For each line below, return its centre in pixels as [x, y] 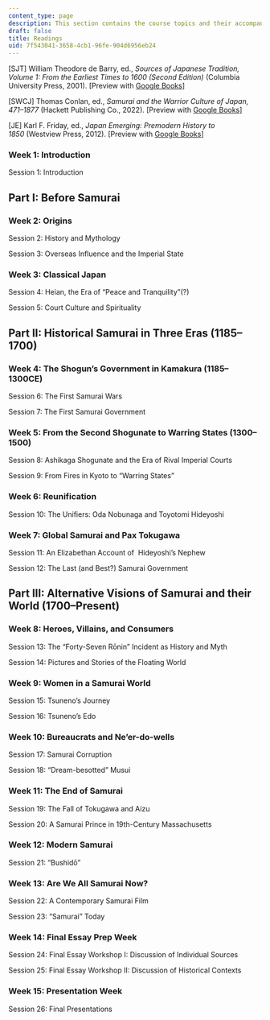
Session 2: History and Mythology [64, 238]
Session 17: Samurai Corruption [60, 754]
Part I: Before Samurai [64, 198]
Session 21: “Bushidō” [45, 862]
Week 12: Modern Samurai [61, 844]
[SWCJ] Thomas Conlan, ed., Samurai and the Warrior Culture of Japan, [129, 101]
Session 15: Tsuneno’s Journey [59, 700]
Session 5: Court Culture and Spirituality [75, 308]
